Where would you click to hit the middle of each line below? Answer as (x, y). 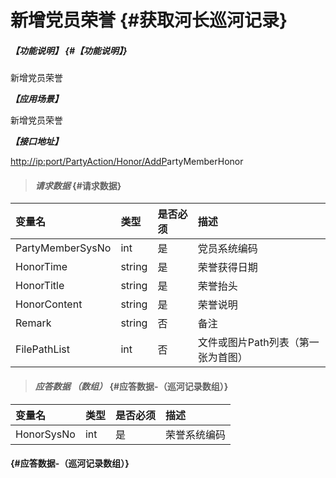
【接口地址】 (36, 142)
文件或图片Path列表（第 (253, 343)
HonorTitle (40, 286)
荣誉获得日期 (227, 268)
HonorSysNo (45, 434)
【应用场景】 (36, 99)
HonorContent (49, 304)
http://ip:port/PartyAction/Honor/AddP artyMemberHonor (127, 162)
